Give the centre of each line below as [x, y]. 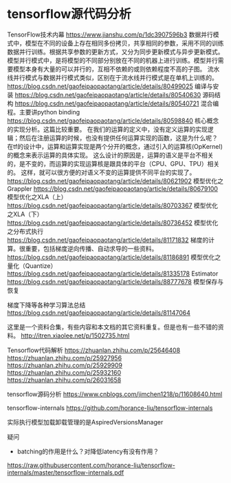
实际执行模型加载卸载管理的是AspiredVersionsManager [85, 422]
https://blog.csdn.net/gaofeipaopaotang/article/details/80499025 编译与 [110, 86]
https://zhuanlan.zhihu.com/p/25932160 [64, 372]
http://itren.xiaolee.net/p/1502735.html [75, 336]
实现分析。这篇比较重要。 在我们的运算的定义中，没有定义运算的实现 [110, 129]
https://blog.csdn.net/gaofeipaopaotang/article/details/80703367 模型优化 [113, 205]
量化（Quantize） [32, 265]
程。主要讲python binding [44, 112]
